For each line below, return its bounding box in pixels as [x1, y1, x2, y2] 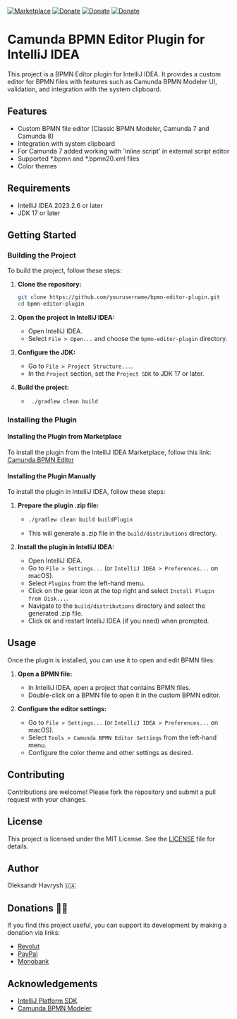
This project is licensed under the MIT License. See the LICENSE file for [7, 834, 216, 843]
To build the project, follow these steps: [7, 266, 122, 275]
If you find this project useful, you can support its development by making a [7, 921, 227, 930]
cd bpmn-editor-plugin [17, 301, 85, 308]
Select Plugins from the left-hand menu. [28, 579, 145, 587]
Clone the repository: [17, 280, 82, 289]
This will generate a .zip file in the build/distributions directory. [28, 529, 217, 538]
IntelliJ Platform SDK [17, 996, 78, 1005]
